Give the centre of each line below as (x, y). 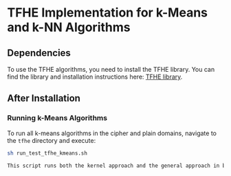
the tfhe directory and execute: (52, 140)
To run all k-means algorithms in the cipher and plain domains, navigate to (112, 133)
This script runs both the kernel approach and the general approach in (113, 166)
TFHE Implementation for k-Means (108, 13)
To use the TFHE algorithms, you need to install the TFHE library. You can (111, 69)
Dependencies (39, 53)
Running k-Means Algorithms (57, 118)
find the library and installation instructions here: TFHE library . (95, 77)
